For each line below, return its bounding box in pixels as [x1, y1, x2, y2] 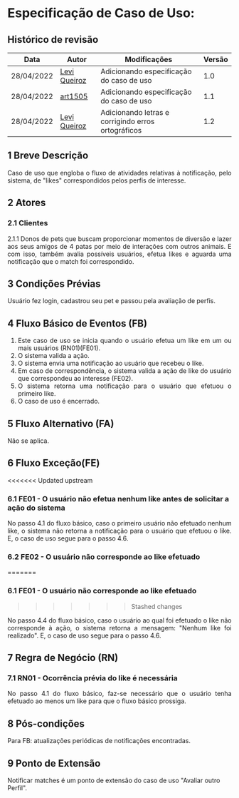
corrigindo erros [100, 116, 155, 126]
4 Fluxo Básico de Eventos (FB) [7, 317, 148, 329]
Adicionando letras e [100, 108, 169, 117]
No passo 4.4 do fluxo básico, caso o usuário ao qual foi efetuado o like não [7, 615, 232, 625]
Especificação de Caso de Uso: [7, 5, 195, 21]
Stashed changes [131, 602, 183, 610]
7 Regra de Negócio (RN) [7, 652, 119, 664]
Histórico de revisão [7, 34, 99, 46]
